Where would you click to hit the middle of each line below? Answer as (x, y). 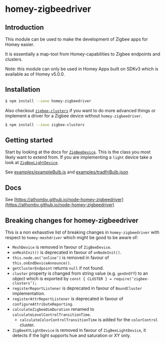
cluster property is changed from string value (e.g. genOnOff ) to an (80, 273)
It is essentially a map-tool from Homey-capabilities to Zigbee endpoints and (83, 54)
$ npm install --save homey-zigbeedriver (48, 101)
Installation (23, 90)
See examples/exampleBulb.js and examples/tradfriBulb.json (67, 172)
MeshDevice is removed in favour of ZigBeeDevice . (62, 247)
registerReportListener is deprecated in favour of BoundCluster (77, 288)
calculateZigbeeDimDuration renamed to (53, 309)
